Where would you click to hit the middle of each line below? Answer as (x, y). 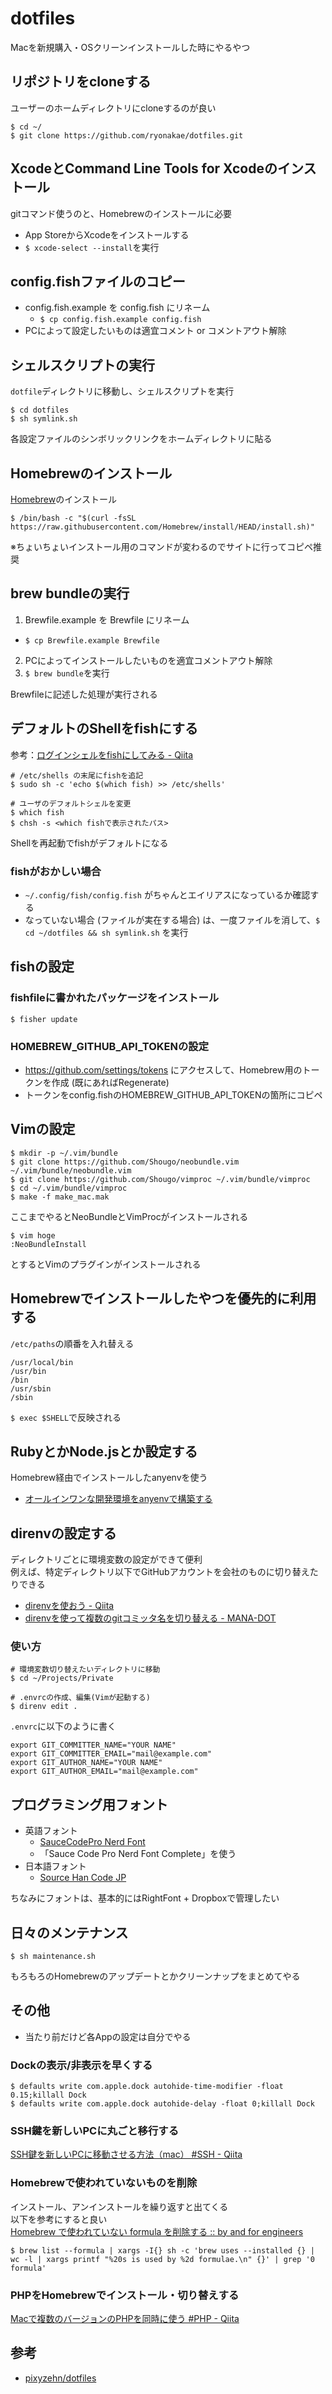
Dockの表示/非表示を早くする (81, 2065)
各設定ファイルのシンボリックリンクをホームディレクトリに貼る (141, 439)
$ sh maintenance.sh (53, 1957)
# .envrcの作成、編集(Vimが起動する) (80, 1698)
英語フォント (51, 1831)
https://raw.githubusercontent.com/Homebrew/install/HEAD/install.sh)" (162, 527)
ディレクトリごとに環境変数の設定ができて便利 (106, 1559)
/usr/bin (28, 1371)
